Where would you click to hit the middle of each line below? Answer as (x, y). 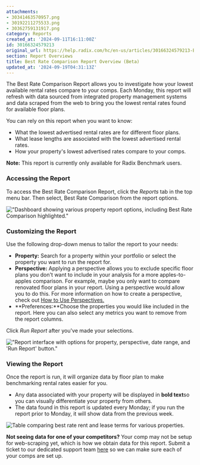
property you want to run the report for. (63, 262)
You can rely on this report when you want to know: (69, 121)
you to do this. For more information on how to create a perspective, (99, 293)
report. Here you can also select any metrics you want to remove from (101, 312)
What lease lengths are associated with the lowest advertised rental (98, 139)
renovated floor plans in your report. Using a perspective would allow (100, 287)
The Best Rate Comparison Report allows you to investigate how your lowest (100, 84)
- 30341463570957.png (33, 17)
